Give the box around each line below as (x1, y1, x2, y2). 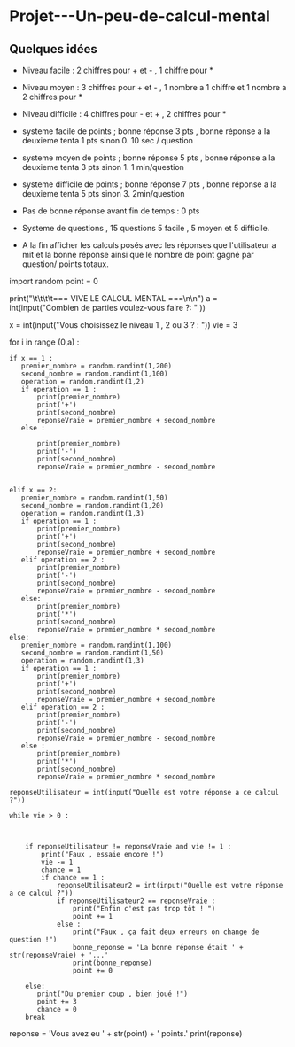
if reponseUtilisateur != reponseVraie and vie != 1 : (25, 842, 232, 851)
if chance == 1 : (41, 873, 105, 882)
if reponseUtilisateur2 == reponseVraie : (56, 896, 216, 905)
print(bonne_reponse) (72, 958, 152, 967)
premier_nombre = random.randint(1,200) (20, 361, 173, 370)
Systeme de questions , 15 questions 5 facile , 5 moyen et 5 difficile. (21, 223, 270, 233)
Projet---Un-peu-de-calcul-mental (9, 6, 270, 27)
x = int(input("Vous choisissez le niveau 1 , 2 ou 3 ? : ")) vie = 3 (9, 320, 238, 330)
